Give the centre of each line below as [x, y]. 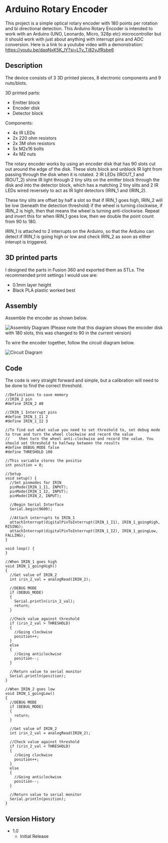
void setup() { [21, 478]
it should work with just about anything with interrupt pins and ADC [74, 39]
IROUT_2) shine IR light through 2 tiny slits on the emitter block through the [82, 180]
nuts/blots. [16, 83]
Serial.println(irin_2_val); [45, 601]
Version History [30, 819]
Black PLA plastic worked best [44, 290]
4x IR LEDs [24, 133]
